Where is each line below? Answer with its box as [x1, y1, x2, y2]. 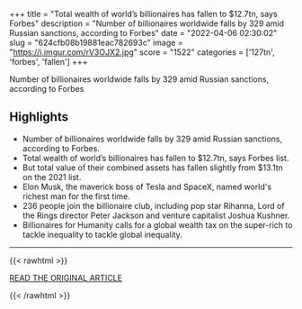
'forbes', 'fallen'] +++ [9, 57, 88, 67]
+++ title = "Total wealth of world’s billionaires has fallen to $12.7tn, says [9, 9, 278, 19]
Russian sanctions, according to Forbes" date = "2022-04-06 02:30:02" [9, 28, 278, 38]
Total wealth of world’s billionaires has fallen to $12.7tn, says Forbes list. [22, 152, 289, 163]
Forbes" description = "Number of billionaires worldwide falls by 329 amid [9, 18, 285, 29]
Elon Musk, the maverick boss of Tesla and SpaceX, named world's [22, 181, 272, 192]
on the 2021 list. [22, 171, 82, 182]
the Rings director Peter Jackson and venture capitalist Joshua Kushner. [22, 210, 290, 221]
